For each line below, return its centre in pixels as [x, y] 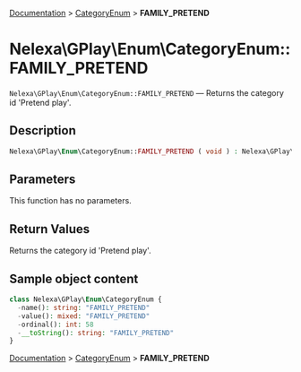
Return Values [50, 229]
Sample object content [74, 278]
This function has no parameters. [70, 201]
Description [43, 130]
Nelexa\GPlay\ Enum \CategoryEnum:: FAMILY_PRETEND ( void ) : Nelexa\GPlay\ [152, 151]
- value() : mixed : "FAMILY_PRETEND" [84, 316]
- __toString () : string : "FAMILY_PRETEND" [96, 333]
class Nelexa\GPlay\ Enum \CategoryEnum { [86, 299]
